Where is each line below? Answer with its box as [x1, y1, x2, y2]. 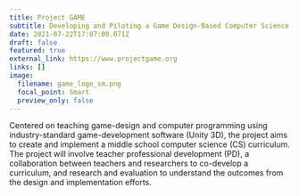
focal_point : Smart [17, 87, 90, 96]
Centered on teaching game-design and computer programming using [9, 120, 268, 131]
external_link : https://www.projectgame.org [9, 54, 178, 63]
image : [9, 71, 34, 80]
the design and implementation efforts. [9, 177, 152, 188]
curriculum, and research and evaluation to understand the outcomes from [9, 167, 284, 178]
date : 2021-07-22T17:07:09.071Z [9, 29, 129, 38]
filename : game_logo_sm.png [17, 79, 122, 88]
